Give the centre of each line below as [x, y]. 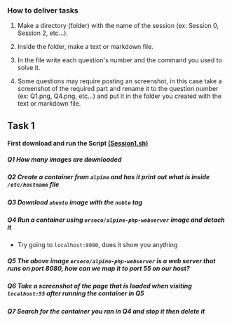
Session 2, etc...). [43, 33]
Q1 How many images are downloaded [64, 159]
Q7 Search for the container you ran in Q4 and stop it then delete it [106, 311]
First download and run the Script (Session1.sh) [78, 143]
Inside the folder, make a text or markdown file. [86, 47]
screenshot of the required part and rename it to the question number [118, 89]
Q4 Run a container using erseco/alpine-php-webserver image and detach [116, 220]
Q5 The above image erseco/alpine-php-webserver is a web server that [111, 260]
